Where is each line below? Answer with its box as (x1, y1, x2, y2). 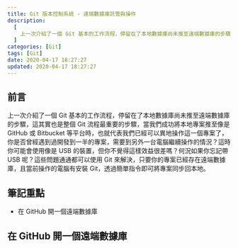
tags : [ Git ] (7, 50, 42, 57)
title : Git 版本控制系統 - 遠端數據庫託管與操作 (7, 10, 137, 18)
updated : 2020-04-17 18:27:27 (7, 63, 97, 70)
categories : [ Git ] (7, 43, 62, 50)
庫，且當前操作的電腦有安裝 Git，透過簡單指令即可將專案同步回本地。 (7, 164, 210, 173)
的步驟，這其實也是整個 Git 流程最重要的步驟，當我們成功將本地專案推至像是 (7, 120, 230, 128)
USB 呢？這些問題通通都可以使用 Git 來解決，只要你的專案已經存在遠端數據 (7, 155, 226, 164)
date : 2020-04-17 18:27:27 (7, 57, 87, 64)
